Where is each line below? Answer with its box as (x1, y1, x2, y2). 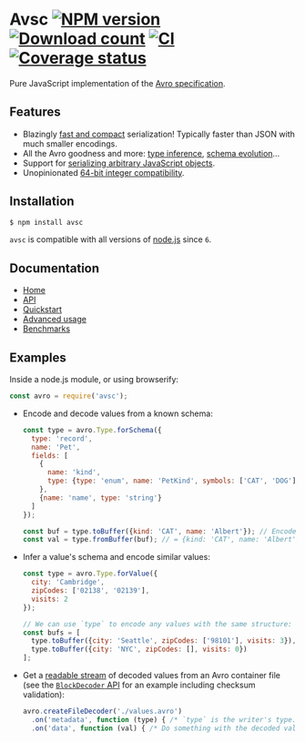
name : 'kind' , (46, 468, 101, 477)
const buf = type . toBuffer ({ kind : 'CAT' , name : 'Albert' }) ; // (22, 526, 269, 536)
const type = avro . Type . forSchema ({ (22, 425, 162, 434)
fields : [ (31, 451, 68, 460)
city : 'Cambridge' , (31, 578, 106, 587)
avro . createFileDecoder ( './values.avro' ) (22, 706, 183, 717)
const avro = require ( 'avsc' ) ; (9, 391, 128, 401)
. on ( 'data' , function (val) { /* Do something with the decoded (31, 724, 280, 733)
